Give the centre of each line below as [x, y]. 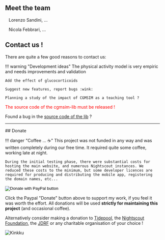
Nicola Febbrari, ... [27, 30]
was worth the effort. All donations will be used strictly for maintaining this [82, 203]
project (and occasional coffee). [38, 208]
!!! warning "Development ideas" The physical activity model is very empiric [82, 66]
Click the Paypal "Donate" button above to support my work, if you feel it [79, 198]
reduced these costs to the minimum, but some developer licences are [79, 170]
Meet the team [28, 8]
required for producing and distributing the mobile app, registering [79, 175]
